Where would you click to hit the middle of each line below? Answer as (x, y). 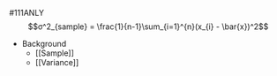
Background (44, 44)
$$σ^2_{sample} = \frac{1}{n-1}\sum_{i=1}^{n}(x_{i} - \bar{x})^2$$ (148, 27)
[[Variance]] (57, 62)
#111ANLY (27, 13)
